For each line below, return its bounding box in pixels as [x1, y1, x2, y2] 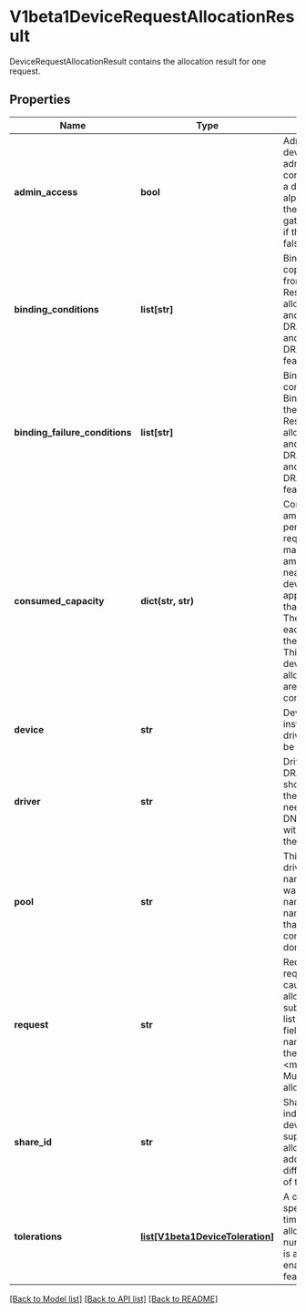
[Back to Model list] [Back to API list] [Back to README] [9, 1293, 219, 1304]
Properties [9, 92, 71, 108]
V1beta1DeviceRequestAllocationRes [9, 6, 295, 27]
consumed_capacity [14, 594, 105, 607]
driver [14, 795, 41, 807]
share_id [14, 1135, 53, 1148]
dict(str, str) [140, 594, 194, 607]
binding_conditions [14, 303, 100, 315]
